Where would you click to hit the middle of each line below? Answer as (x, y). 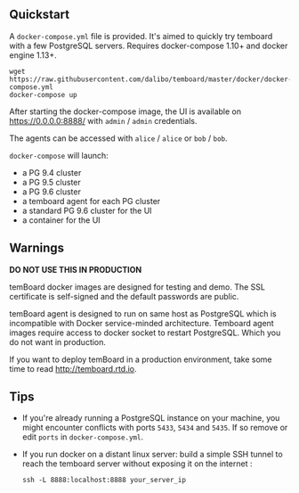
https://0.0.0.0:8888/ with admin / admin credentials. (103, 120)
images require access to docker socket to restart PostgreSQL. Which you (145, 333)
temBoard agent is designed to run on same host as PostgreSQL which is (143, 313)
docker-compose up (43, 94)
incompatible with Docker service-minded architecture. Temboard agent (141, 323)
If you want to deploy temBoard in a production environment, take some (141, 359)
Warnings (37, 248)
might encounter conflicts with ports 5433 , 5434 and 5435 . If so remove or (155, 428)
